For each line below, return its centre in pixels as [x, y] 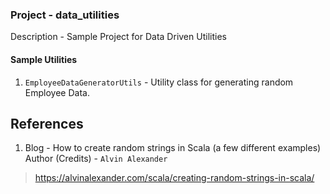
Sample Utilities [44, 59]
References [47, 123]
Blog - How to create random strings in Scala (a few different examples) [173, 148]
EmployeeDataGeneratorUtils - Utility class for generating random [159, 82]
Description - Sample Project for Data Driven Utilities [118, 37]
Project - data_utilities [65, 15]
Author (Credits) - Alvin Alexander [96, 159]
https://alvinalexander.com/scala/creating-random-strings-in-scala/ [174, 178]
